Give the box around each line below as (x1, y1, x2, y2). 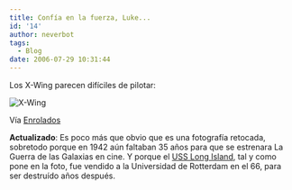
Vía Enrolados (9, 114, 61, 125)
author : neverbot (9, 30, 75, 39)
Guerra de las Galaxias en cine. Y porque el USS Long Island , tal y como (9, 151, 277, 162)
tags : (9, 38, 30, 48)
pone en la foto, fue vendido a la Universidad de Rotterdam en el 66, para (9, 161, 282, 171)
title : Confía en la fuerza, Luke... (9, 13, 151, 23)
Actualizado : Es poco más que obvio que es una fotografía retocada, (9, 132, 266, 142)
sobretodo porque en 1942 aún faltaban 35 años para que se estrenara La (9, 141, 284, 152)
